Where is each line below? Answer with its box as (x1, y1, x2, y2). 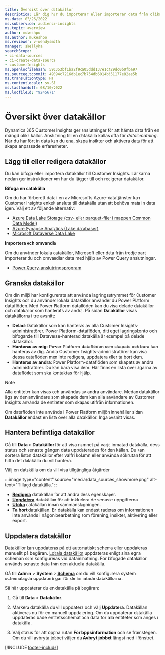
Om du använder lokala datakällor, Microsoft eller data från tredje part (5, 250, 146, 256)
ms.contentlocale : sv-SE (5, 80, 56, 85)
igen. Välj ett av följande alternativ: (5, 205, 75, 211)
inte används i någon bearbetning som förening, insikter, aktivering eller (12, 512, 158, 518)
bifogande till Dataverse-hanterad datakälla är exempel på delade (12, 333, 145, 339)
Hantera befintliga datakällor (5, 428, 95, 437)
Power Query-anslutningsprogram (12, 265, 82, 270)
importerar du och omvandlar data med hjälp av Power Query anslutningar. (5, 255, 156, 261)
